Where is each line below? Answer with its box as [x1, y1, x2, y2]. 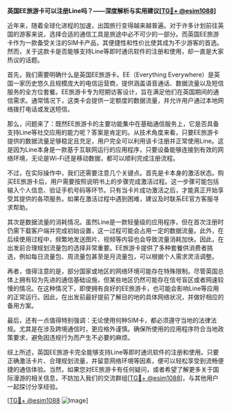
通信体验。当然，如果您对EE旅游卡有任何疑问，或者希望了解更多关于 [19, 365, 213, 373]
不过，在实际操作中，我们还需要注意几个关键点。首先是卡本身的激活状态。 [7, 169, 218, 177]
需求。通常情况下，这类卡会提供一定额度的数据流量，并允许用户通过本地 [12, 97, 218, 104]
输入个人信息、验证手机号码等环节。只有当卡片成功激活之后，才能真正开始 [7, 186, 218, 194]
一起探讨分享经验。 [7, 383, 62, 390]
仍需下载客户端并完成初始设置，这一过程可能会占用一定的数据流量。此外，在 [7, 227, 224, 234]
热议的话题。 [7, 56, 43, 64]
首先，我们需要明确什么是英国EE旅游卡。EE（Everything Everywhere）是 [7, 70, 214, 79]
